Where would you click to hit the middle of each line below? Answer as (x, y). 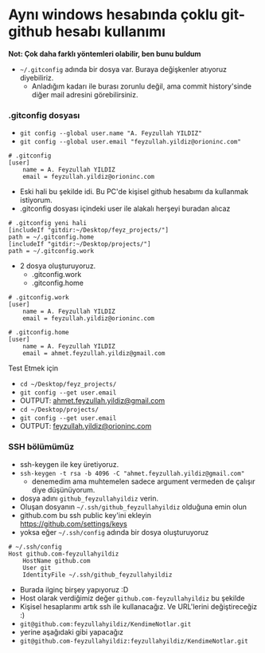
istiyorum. (36, 200)
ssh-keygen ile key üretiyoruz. (69, 464)
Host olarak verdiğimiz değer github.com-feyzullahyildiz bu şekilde (132, 598)
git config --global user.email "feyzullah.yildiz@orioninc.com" (130, 142)
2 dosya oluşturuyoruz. (58, 266)
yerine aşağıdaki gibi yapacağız (72, 631)
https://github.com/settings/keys (73, 524)
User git (37, 568)
